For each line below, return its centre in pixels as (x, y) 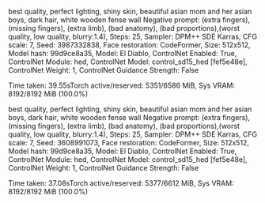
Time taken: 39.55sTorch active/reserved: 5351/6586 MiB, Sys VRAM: (122, 85)
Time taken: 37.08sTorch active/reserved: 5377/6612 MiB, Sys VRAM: (121, 183)
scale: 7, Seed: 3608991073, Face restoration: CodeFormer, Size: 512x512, (129, 143)
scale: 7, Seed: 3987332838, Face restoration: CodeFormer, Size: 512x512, (129, 45)
